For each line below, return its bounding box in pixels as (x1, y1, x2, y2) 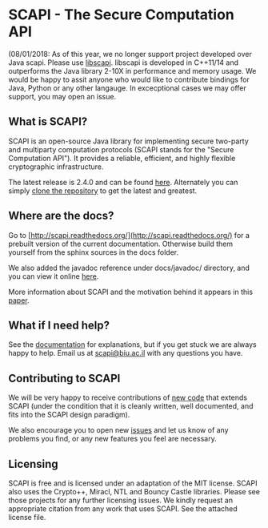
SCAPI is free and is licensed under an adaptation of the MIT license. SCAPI (8, 478, 258, 488)
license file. (8, 513, 46, 522)
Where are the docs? (8, 209, 114, 223)
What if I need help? (8, 318, 110, 332)
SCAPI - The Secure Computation (8, 6, 234, 24)
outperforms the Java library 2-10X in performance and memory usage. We (8, 66, 257, 75)
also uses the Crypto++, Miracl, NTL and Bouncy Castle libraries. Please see (8, 487, 260, 496)
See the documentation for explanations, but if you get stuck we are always (8, 340, 258, 349)
